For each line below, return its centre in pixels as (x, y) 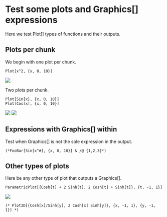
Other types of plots (37, 166)
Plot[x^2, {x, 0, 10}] (29, 71)
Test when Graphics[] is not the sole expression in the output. (69, 141)
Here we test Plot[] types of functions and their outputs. (63, 34)
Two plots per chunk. (27, 90)
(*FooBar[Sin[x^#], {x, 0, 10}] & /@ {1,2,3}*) (56, 151)
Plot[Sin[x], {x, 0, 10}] (32, 99)
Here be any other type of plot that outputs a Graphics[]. (63, 178)
